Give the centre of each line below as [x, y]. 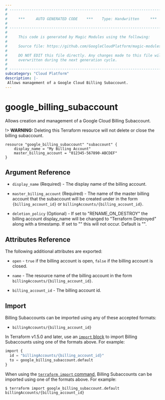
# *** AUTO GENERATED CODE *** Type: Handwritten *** [81, 19]
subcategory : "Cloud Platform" [37, 74]
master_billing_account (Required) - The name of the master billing [81, 194]
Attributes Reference [38, 240]
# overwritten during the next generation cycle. [61, 60]
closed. [20, 266]
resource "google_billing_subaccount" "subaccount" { [61, 144]
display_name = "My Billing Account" [53, 149]
